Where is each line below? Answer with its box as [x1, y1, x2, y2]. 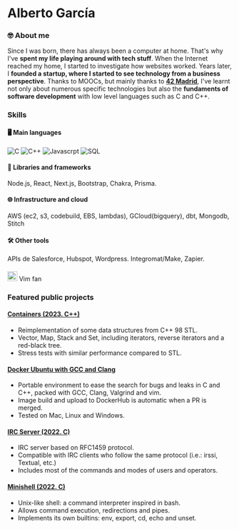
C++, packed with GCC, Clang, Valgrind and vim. [17, 388, 162, 397]
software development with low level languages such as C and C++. [7, 92, 210, 101]
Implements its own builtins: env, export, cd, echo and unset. [17, 513, 197, 522]
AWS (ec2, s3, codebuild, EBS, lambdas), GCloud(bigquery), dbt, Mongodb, [7, 212, 230, 221]
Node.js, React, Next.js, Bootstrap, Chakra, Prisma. [7, 178, 157, 187]
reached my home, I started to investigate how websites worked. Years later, [7, 62, 232, 71]
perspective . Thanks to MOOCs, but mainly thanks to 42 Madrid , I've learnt [7, 77, 230, 86]
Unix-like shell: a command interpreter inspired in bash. [17, 498, 180, 507]
